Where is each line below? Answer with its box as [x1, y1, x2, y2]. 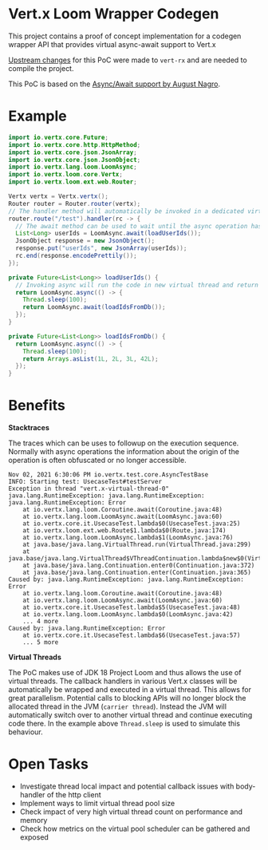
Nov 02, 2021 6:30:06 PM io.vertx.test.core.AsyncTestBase [8, 471, 209, 479]
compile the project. [8, 63, 74, 73]
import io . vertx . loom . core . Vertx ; [8, 171, 124, 179]
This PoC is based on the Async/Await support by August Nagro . [8, 79, 221, 89]
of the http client [46, 790, 101, 799]
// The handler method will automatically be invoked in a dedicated [8, 207, 245, 215]
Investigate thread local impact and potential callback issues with [19, 781, 235, 791]
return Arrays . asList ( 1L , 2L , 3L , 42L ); [22, 354, 159, 363]
